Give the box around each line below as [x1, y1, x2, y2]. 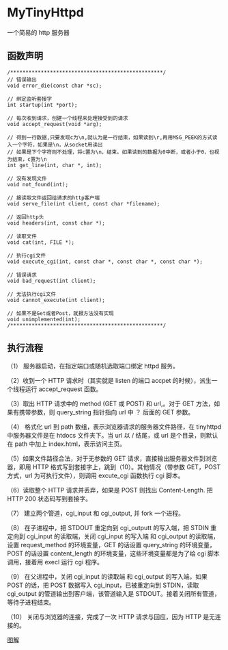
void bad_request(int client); [7, 277, 96, 284]
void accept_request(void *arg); [7, 121, 102, 127]
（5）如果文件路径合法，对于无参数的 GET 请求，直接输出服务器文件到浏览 [7, 454, 218, 462]
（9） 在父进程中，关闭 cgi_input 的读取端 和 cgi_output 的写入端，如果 [7, 572, 208, 580]
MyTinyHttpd [7, 5, 84, 21]
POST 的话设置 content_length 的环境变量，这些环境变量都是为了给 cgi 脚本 [7, 549, 220, 558]
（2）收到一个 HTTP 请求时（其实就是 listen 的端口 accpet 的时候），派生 [7, 376, 212, 384]
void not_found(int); [7, 181, 69, 188]
